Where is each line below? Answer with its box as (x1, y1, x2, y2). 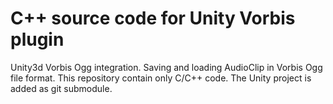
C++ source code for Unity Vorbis (10, 7, 296, 30)
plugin (10, 28, 65, 51)
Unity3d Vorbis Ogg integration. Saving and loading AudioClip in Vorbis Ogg (10, 61, 323, 73)
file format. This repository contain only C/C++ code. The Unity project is (10, 72, 312, 84)
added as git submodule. (10, 82, 113, 94)
